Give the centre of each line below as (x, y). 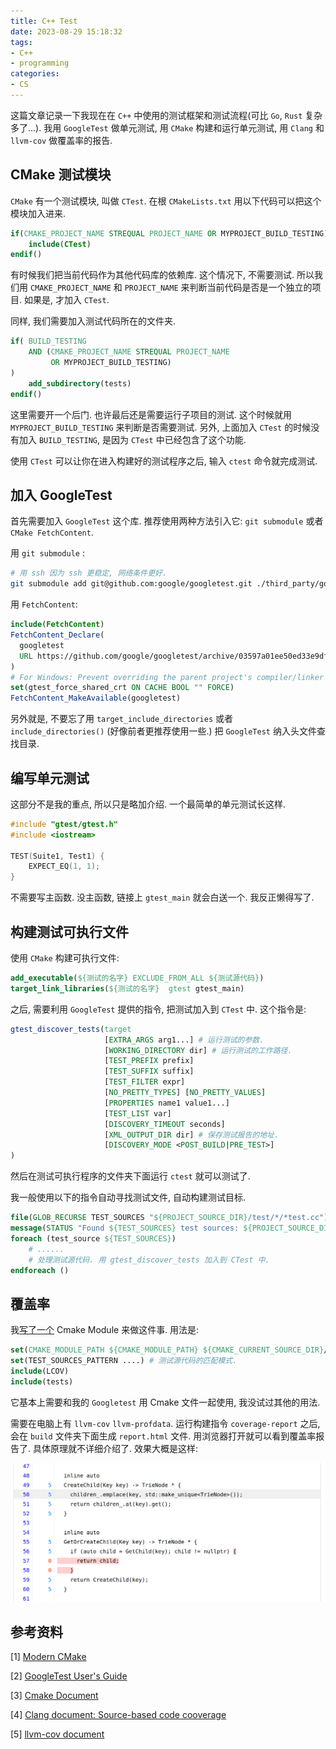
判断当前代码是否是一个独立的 (251, 287)
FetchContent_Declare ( (57, 635)
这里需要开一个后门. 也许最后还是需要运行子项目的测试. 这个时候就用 (151, 414)
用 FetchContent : (44, 604)
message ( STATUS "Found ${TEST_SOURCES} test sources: (125, 1228)
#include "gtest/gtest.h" (64, 824)
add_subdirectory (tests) (80, 383)
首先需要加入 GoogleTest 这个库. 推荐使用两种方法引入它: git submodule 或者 (167, 521)
